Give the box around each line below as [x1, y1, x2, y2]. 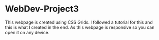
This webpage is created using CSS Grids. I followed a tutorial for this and [5, 19, 153, 25]
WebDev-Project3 [5, 3, 79, 14]
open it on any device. [5, 29, 50, 35]
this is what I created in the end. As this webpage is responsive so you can [5, 24, 155, 30]
